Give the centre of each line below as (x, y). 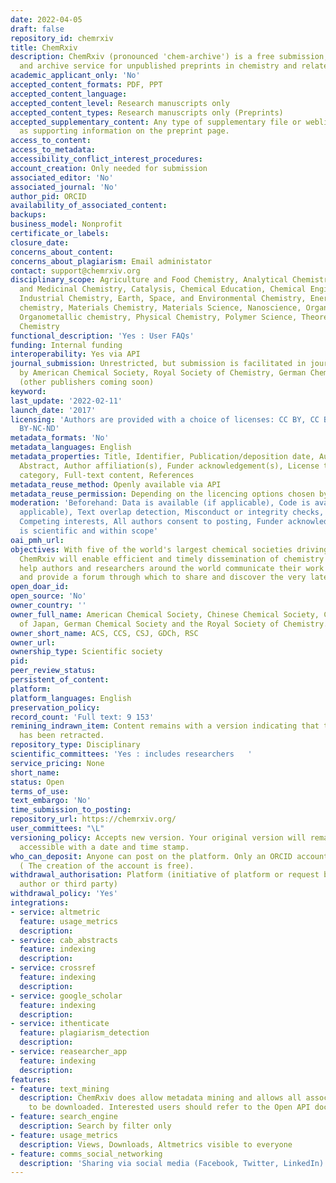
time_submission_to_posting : (71, 810)
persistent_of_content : (60, 680)
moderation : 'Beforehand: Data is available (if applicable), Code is (160, 503)
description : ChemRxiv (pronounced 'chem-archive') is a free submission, (169, 57)
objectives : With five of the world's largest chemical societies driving (169, 549)
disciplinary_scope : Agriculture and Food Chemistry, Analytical (149, 280)
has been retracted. (62, 736)
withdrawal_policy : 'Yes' (64, 894)
